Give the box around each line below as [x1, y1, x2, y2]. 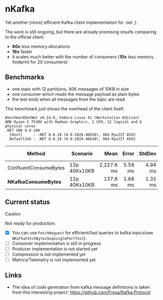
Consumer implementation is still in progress [12, 240, 101, 246]
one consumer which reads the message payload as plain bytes [12, 91, 140, 97]
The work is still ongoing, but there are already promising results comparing [5, 29, 157, 35]
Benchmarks [5, 73, 45, 81]
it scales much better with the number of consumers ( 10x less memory [12, 53, 154, 59]
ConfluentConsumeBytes [7, 164, 65, 171]
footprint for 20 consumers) [12, 59, 68, 65]
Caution [5, 211, 21, 217]
